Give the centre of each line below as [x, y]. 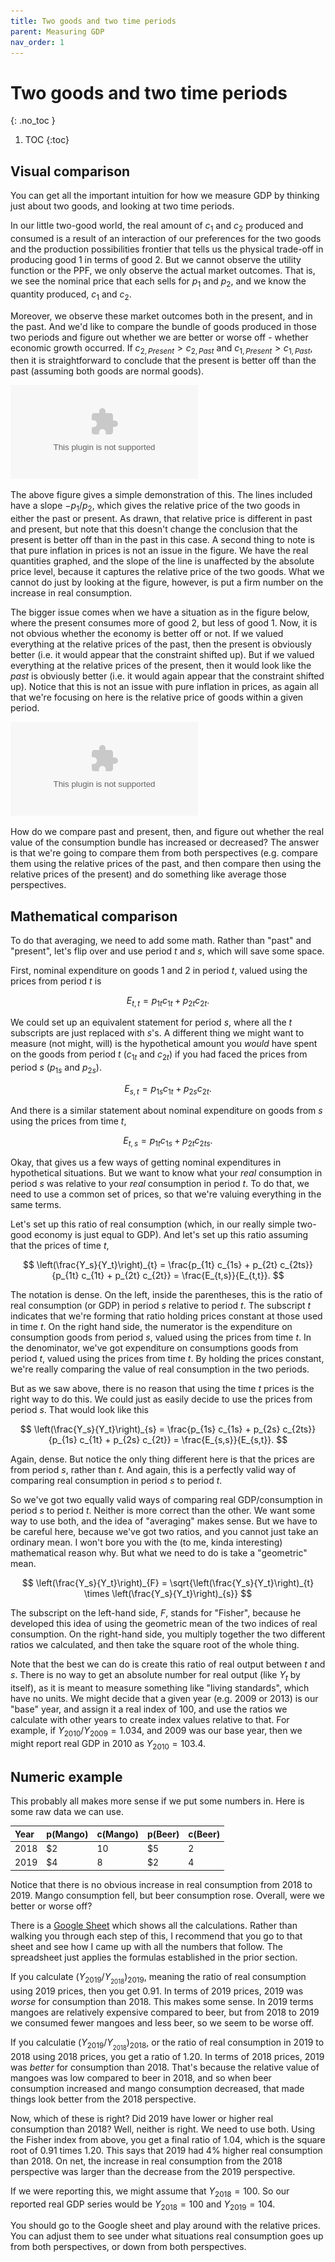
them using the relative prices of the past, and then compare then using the [166, 864]
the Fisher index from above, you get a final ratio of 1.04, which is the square [168, 2139]
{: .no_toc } [33, 121]
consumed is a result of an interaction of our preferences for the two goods [166, 238]
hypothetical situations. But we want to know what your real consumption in [166, 1172]
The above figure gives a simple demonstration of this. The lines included [161, 495]
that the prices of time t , [60, 1245]
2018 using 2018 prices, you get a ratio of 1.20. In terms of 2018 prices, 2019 [167, 2056]
